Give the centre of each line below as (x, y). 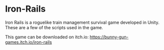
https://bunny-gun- (109, 37)
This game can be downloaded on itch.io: (47, 37)
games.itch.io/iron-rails (29, 42)
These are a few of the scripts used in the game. (54, 27)
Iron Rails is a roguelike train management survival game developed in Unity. (82, 22)
